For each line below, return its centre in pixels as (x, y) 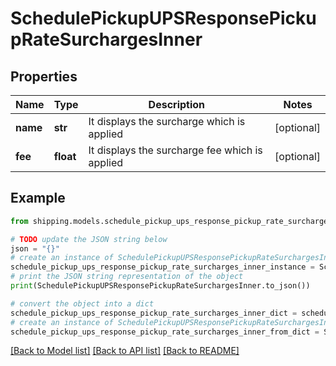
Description (177, 104)
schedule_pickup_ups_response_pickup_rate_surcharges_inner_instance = (162, 267)
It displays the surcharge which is (167, 121)
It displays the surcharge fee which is (175, 150)
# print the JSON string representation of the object (127, 277)
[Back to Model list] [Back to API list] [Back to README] (125, 351)
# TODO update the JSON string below (89, 239)
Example (38, 198)
